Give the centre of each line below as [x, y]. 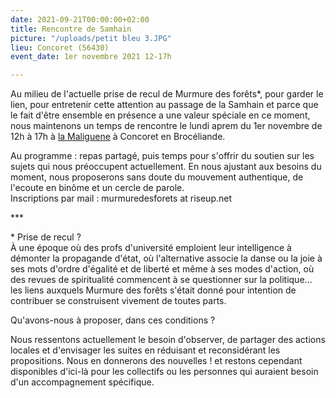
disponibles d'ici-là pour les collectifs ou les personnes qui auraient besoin [164, 372]
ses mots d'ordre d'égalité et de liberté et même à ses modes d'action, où [162, 269]
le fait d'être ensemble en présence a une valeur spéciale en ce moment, [160, 115]
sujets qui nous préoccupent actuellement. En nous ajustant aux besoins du [166, 167]
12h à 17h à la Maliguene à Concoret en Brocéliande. [118, 137]
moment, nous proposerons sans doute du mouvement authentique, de [157, 177]
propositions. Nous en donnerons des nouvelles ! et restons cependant [156, 361]
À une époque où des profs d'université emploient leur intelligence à [151, 248]
